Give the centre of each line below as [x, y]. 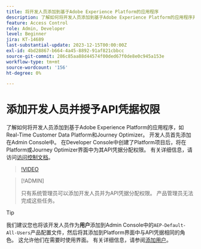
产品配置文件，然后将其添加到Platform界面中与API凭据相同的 [105, 233]
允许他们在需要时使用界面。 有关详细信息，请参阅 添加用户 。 [97, 240]
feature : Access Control [37, 23]
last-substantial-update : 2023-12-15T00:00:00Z [67, 45]
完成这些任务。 [39, 201]
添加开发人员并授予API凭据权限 [83, 110]
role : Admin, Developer [36, 28]
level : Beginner [26, 34]
